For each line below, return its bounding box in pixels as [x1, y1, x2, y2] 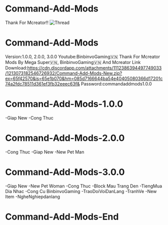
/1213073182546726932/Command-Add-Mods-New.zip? [5, 70, 122, 76]
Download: [5, 64, 27, 70]
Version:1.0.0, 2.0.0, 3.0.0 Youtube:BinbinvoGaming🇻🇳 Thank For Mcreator [5, 53, 160, 59]
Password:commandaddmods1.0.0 [80, 80, 152, 86]
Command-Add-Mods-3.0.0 [5, 166, 125, 177]
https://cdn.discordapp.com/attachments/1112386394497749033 [27, 64, 162, 70]
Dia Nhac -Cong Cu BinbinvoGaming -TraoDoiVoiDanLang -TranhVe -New [5, 188, 157, 194]
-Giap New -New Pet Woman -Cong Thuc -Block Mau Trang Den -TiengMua [5, 183, 162, 189]
